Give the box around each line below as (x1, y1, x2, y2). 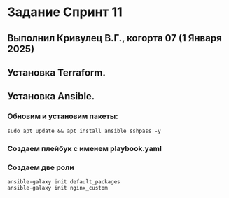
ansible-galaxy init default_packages (7, 178, 120, 185)
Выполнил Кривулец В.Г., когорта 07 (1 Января (7, 32, 222, 44)
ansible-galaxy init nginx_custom (7, 184, 109, 191)
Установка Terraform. (7, 66, 106, 78)
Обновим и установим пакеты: (7, 111, 118, 121)
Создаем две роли (7, 162, 75, 172)
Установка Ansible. (7, 90, 95, 102)
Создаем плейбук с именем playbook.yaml (7, 143, 162, 153)
